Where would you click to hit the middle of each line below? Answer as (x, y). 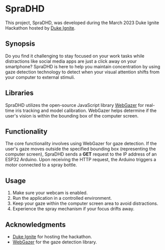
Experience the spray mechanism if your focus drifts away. (73, 209)
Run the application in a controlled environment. (62, 198)
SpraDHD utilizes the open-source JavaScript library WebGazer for (75, 105)
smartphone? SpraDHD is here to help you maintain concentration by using (83, 66)
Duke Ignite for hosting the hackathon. (52, 237)
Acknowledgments (36, 225)
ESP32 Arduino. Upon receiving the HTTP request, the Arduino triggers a (81, 160)
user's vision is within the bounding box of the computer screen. (72, 115)
